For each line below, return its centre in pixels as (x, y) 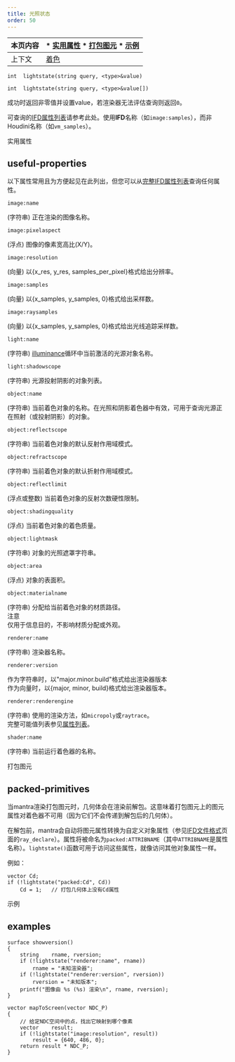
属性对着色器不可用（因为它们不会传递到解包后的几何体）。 (92, 815)
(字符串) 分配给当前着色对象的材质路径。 (66, 607)
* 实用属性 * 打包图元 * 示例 (93, 45)
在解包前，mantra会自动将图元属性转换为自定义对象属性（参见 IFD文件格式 (115, 831)
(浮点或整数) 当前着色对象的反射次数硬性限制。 (75, 498)
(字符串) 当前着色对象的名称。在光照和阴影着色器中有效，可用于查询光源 (112, 408)
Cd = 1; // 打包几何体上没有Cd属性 (69, 890)
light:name (23, 339)
